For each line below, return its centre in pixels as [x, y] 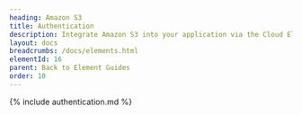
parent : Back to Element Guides [70, 68]
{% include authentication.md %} [71, 102]
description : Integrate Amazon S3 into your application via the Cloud [146, 34]
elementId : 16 [36, 59]
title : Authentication [52, 26]
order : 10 [28, 76]
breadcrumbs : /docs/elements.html [74, 51]
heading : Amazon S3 [46, 18]
